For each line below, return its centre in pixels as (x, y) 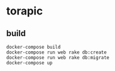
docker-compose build (34, 47)
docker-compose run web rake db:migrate (58, 58)
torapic (25, 11)
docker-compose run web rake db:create (57, 52)
